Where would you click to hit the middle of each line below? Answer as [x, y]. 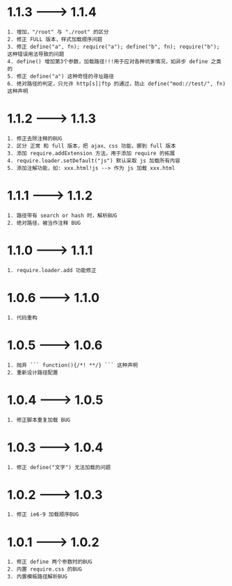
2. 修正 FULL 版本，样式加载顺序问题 [55, 39]
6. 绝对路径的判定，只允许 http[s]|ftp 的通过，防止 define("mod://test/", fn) [116, 84]
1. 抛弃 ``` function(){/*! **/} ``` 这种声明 [73, 365]
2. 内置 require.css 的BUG [44, 569]
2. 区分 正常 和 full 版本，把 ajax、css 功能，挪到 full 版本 [92, 146]
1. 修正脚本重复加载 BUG [39, 420]
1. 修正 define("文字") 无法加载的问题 [59, 467]
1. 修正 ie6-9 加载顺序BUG [43, 515]
